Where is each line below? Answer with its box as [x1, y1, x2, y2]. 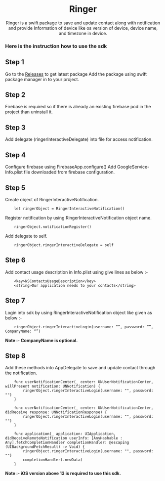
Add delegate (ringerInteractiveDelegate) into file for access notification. [5, 136, 153, 142]
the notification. [5, 370, 37, 376]
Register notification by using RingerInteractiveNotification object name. [5, 215, 152, 220]
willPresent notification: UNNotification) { [5, 384, 100, 389]
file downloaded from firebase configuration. [24, 169, 115, 175]
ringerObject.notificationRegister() [14, 224, 92, 229]
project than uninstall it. [5, 109, 53, 115]
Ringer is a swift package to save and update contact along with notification [5, 20, 161, 26]
